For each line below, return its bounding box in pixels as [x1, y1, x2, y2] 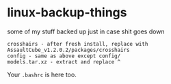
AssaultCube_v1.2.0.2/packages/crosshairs [7, 46, 130, 53]
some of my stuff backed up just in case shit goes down [7, 27, 166, 36]
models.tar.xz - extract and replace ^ [7, 58, 121, 66]
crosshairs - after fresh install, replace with [7, 40, 148, 47]
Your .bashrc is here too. [7, 70, 77, 79]
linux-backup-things [7, 5, 127, 20]
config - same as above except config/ [7, 53, 121, 59]
